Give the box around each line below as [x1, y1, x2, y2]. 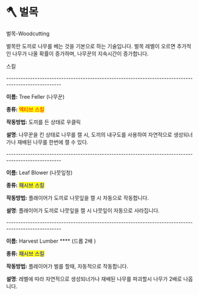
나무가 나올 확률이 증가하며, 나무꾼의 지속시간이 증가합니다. [12, 50, 149, 57]
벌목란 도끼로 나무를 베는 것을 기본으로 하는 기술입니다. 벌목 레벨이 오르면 [6, 42, 176, 49]
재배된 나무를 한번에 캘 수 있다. [17, 138, 89, 146]
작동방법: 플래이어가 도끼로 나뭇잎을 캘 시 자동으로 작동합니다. [6, 194, 150, 201]
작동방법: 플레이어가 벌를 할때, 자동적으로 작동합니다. [6, 262, 129, 269]
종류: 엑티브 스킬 [6, 105, 45, 113]
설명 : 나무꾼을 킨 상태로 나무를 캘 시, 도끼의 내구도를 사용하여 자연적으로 [6, 131, 172, 138]
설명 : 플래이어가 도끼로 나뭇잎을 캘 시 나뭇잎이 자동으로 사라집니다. [6, 206, 160, 214]
